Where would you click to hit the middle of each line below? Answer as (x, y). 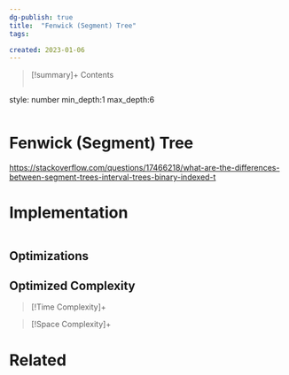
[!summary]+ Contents (72, 75)
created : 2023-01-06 (47, 50)
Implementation (69, 213)
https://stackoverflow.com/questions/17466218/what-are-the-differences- (144, 168)
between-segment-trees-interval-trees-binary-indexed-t (113, 177)
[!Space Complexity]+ (71, 325)
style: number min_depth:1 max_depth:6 (82, 100)
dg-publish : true (41, 17)
